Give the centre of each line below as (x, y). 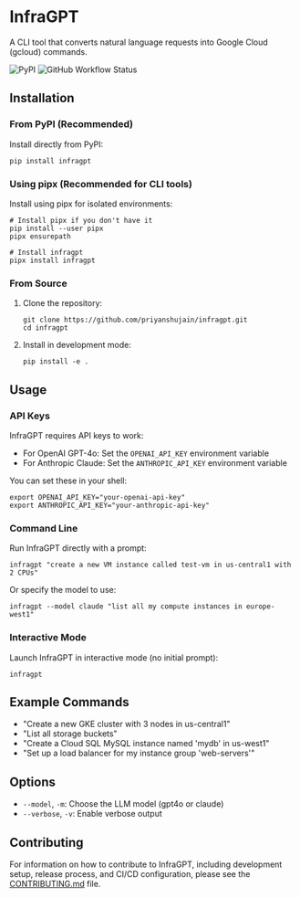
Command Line (44, 528)
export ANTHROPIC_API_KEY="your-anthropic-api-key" (109, 505)
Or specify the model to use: (63, 590)
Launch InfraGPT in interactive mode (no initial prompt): (114, 657)
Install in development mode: (77, 345)
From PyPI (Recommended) (72, 124)
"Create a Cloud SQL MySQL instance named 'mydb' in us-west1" (146, 744)
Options (33, 782)
